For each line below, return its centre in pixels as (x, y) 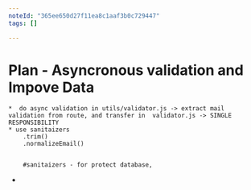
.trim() (35, 137)
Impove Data (51, 87)
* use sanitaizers (39, 130)
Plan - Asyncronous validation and (126, 70)
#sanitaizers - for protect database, (88, 165)
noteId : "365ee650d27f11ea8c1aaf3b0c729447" (84, 16)
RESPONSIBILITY (34, 123)
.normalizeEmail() (53, 144)
